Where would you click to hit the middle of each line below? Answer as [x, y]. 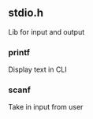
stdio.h [26, 13]
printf [19, 52]
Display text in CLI [37, 69]
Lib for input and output [46, 32]
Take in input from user [46, 107]
